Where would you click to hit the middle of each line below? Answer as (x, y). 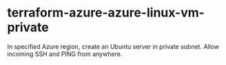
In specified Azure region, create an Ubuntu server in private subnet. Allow (113, 46)
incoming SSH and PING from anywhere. (65, 54)
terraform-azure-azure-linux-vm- (106, 13)
